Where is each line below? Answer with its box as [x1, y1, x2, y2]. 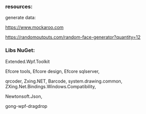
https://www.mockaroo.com [5, 24, 64, 30]
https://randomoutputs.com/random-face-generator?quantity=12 [5, 34, 141, 41]
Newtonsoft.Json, [5, 93, 43, 99]
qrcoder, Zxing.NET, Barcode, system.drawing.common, [5, 78, 123, 84]
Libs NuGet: [5, 47, 35, 54]
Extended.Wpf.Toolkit [5, 58, 50, 64]
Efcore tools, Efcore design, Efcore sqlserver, [5, 68, 100, 74]
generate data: [5, 15, 36, 21]
